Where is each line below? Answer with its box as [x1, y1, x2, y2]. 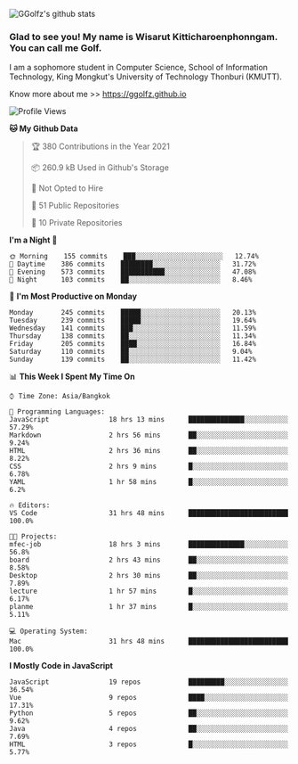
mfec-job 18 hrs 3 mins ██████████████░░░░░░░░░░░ [9, 540, 289, 549]
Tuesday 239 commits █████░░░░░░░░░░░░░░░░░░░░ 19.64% [9, 316, 256, 325]
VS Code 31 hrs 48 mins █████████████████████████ [9, 509, 289, 518]
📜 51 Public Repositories [30, 201, 120, 211]
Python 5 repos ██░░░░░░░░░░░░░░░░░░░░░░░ [9, 709, 289, 718]
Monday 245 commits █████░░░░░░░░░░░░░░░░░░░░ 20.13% [9, 308, 256, 317]
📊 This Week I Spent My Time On [9, 371, 135, 382]
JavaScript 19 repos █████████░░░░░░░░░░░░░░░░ [9, 678, 289, 686]
